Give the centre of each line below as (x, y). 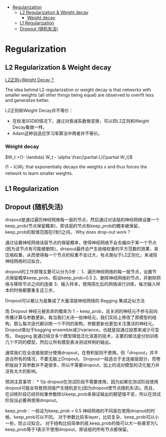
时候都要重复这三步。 (35, 290)
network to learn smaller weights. (39, 173)
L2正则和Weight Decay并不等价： (39, 110)
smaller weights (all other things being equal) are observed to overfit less (80, 95)
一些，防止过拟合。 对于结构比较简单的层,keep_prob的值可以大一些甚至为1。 (83, 423)
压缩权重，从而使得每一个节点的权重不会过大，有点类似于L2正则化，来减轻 (81, 255)
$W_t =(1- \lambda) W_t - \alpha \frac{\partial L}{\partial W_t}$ (69, 157)
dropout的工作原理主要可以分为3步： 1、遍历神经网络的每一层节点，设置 (79, 272)
